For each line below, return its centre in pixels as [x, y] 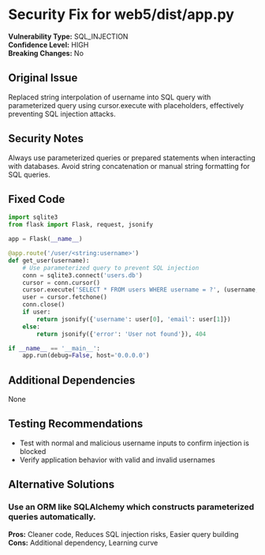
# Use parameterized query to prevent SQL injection [111, 268]
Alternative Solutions [62, 484]
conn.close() [44, 305]
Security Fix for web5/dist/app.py [121, 15]
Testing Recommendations [76, 424]
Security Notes [46, 139]
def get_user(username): [49, 261]
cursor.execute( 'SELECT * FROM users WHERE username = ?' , [121, 290]
